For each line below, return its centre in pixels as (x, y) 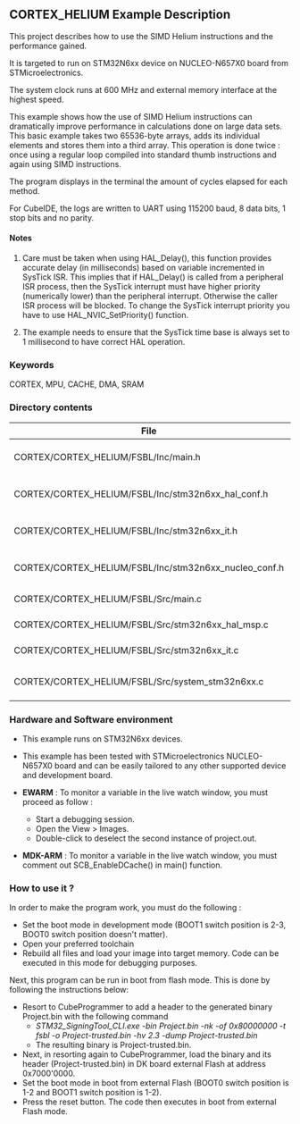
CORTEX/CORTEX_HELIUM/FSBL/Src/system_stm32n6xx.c (139, 681)
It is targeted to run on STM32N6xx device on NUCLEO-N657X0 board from (149, 63)
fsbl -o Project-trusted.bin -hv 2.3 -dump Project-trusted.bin (146, 1036)
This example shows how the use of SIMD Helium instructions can (131, 116)
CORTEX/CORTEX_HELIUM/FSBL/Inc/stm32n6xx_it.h (126, 531)
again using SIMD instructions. (66, 164)
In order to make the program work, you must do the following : (125, 908)
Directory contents (51, 407)
